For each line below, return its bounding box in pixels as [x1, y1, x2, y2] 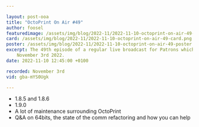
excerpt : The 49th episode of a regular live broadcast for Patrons [6, 47, 179, 53]
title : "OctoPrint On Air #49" [6, 19, 84, 25]
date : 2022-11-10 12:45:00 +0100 [6, 57, 89, 64]
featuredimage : [6, 30, 44, 36]
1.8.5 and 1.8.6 [14, 95, 50, 102]
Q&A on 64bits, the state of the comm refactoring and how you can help [14, 114, 191, 121]
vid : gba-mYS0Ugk [6, 74, 49, 80]
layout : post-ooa [6, 14, 49, 19]
